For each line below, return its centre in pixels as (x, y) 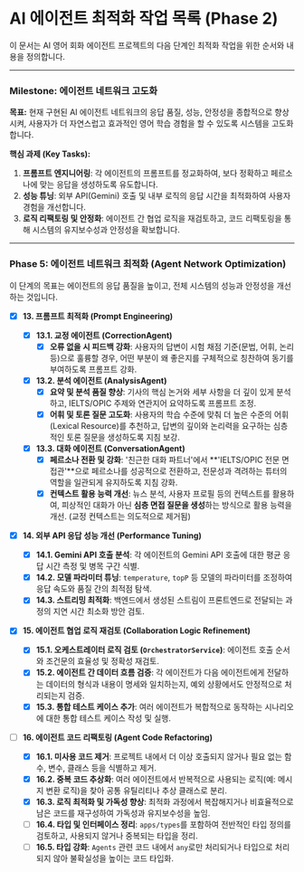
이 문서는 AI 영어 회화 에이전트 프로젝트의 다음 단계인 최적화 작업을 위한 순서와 (147, 45)
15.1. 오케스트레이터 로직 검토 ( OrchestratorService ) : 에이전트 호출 (155, 650)
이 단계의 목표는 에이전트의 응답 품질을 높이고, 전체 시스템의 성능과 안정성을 (142, 285)
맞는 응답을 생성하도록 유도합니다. (99, 185)
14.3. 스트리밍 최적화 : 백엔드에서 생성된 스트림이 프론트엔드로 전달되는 (159, 600)
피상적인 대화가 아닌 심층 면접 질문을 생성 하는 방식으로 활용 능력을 (177, 505)
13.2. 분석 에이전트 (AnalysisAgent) (101, 380)
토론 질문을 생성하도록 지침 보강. (123, 437)
